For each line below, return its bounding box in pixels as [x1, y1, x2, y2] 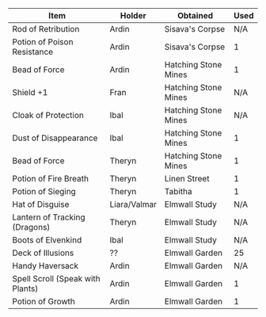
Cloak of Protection [12, 110, 85, 120]
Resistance [12, 47, 54, 57]
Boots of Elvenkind [12, 235, 82, 245]
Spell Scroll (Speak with [12, 273, 101, 284]
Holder [120, 10, 146, 21]
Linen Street [164, 174, 210, 184]
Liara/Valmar [109, 199, 157, 209]
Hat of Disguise [12, 199, 70, 209]
